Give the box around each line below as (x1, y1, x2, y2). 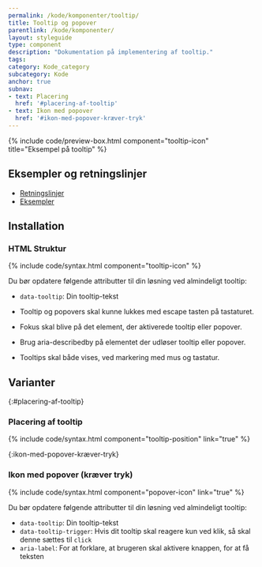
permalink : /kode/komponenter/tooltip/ (8, 11, 140, 20)
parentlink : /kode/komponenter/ (8, 26, 114, 34)
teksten (19, 551, 45, 561)
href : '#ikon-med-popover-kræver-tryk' (15, 115, 147, 122)
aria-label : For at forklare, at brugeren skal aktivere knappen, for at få (19, 543, 250, 553)
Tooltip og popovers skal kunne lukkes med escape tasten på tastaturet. (19, 307, 255, 317)
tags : (8, 56, 26, 64)
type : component (8, 41, 62, 49)
